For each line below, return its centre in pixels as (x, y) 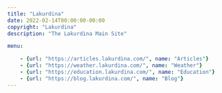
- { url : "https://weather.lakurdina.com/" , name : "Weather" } (111, 66)
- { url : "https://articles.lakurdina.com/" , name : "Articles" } (115, 59)
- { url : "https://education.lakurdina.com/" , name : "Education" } (118, 72)
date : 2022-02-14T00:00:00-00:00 (56, 20)
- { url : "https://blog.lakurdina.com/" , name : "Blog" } (102, 78)
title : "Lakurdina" (36, 14)
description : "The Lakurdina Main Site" (67, 33)
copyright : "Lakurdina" (42, 27)
